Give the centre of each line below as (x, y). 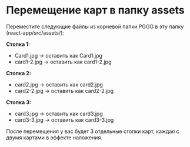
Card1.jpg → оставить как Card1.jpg (59, 55)
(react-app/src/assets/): (35, 32)
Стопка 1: (18, 44)
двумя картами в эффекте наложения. (54, 137)
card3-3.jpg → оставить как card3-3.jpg (64, 120)
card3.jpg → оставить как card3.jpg (59, 113)
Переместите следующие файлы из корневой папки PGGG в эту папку (95, 26)
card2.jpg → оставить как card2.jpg (59, 84)
